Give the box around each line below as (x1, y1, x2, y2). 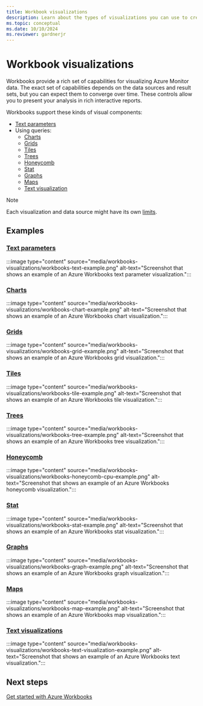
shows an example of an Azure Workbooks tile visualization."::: (6, 396, 163, 403)
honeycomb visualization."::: (6, 486, 77, 493)
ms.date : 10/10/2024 (6, 25, 59, 32)
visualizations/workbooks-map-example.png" (6, 605, 120, 612)
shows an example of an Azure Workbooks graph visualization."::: (6, 569, 170, 576)
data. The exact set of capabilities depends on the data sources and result (6, 84, 192, 92)
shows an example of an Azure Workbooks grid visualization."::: (6, 354, 165, 361)
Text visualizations (6, 627, 63, 635)
